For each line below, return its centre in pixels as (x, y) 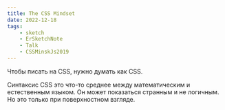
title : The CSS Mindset (41, 13)
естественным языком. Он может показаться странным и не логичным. (113, 92)
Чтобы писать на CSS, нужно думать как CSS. (75, 71)
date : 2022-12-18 (32, 20)
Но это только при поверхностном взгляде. (71, 99)
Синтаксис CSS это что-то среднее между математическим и (99, 85)
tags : (15, 26)
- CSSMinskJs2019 (44, 52)
